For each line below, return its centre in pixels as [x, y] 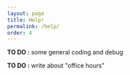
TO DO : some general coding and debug [65, 52]
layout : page [26, 13]
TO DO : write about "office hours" [56, 65]
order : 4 [20, 33]
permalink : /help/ [33, 26]
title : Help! [26, 20]
